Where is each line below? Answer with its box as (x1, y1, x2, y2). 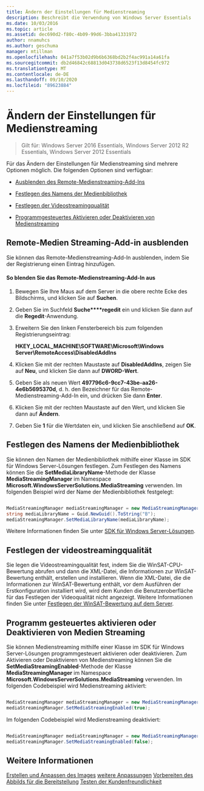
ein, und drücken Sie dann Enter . (80, 392, 163, 399)
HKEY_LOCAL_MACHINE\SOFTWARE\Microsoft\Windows (15, 342, 164, 350)
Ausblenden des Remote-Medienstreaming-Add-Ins (15, 178, 145, 186)
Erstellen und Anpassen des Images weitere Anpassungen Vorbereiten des (6, 772, 193, 779)
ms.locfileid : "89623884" (6, 83, 72, 89)
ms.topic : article (6, 26, 53, 32)
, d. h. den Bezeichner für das (55, 385, 130, 392)
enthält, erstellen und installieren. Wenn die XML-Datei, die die (35, 574, 191, 582)
